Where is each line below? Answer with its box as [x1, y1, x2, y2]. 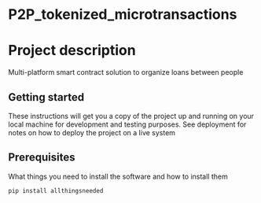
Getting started [8, 90, 85, 104]
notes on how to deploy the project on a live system [8, 127, 175, 137]
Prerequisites [8, 151, 75, 164]
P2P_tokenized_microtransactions [8, 6, 237, 24]
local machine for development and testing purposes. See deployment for [8, 120, 247, 129]
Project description [8, 42, 136, 60]
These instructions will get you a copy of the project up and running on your [8, 111, 254, 120]
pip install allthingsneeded [8, 186, 104, 194]
